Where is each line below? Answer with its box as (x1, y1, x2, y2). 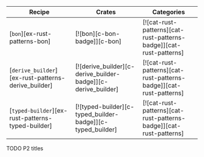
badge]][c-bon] (75, 37, 121, 45)
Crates (96, 8, 117, 16)
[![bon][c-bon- (75, 30, 120, 38)
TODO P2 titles (6, 145, 44, 152)
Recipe (29, 8, 50, 16)
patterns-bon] (9, 37, 51, 45)
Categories (152, 8, 185, 16)
